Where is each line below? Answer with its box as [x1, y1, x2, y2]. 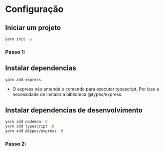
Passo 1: [5, 48, 26, 55]
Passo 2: [5, 140, 26, 147]
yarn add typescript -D [5, 124, 55, 129]
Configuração [5, 3, 64, 15]
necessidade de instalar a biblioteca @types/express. [12, 91, 123, 97]
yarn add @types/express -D [5, 128, 64, 133]
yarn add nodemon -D [5, 119, 48, 124]
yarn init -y [5, 36, 32, 41]
